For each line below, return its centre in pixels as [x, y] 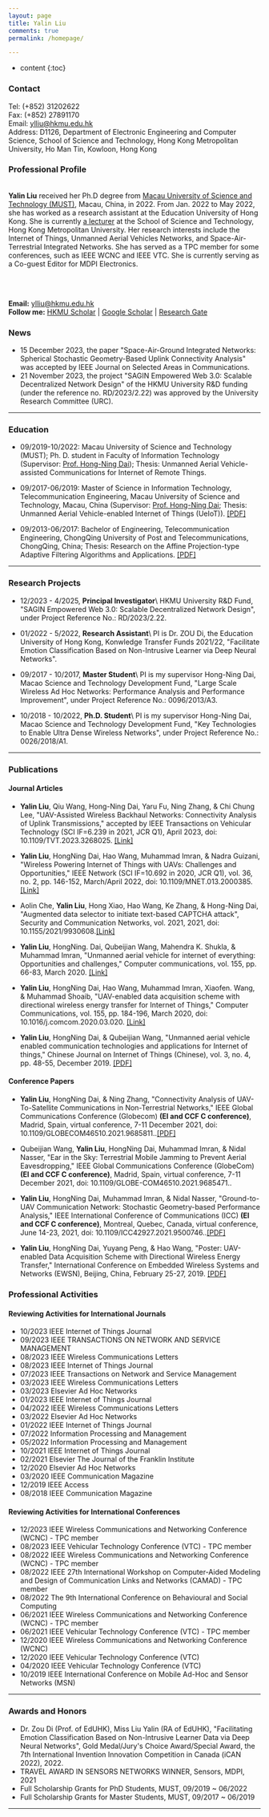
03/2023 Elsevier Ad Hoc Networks [78, 1391]
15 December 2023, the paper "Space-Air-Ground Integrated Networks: [138, 351]
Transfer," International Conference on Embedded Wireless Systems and [139, 1265]
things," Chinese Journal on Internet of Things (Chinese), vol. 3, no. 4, [135, 1054]
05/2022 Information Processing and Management [103, 1442]
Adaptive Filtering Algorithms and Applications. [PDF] [108, 555]
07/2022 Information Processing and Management [103, 1434]
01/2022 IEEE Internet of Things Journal [86, 1426]
